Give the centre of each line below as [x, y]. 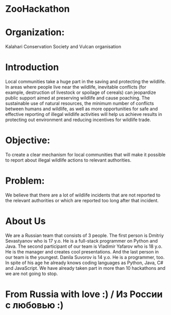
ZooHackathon [38, 9]
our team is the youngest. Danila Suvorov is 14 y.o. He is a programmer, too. [85, 257]
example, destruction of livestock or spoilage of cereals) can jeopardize [81, 92]
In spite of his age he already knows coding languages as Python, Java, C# [84, 263]
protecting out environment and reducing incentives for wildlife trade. [78, 120]
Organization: [35, 33]
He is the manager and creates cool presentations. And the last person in [82, 251]
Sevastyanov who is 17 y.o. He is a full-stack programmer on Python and [82, 241]
